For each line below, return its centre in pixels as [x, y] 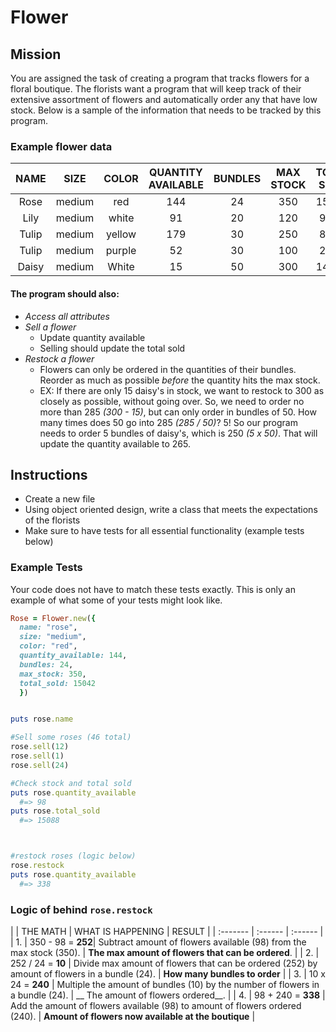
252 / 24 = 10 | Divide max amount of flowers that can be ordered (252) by [164, 963]
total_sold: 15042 [58, 683]
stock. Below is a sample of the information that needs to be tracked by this [166, 110]
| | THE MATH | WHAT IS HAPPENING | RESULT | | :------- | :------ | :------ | [167, 932]
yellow [121, 234]
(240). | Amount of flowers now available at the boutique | [133, 1017]
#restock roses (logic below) [73, 856]
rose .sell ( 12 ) [40, 747]
